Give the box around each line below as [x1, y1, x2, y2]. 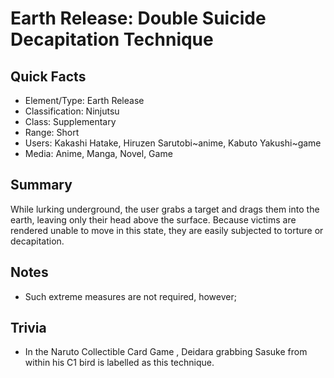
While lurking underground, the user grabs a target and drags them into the [10, 203, 320, 215]
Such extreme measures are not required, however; [24, 290, 237, 302]
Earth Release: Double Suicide [10, 7, 267, 30]
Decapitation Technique [10, 28, 214, 51]
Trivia [10, 320, 47, 337]
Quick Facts [10, 68, 87, 85]
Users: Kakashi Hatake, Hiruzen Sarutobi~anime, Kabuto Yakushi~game [24, 137, 322, 149]
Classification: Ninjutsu [24, 105, 120, 117]
